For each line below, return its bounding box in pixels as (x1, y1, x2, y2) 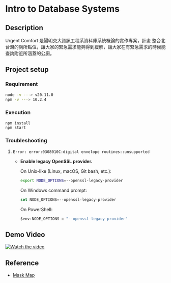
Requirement (5, 81, 38, 88)
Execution (5, 109, 31, 116)
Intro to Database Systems (5, 3, 120, 15)
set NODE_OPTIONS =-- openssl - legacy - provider (20, 197, 117, 202)
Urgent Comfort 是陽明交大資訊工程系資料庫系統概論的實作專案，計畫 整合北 (5, 38, 165, 43)
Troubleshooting (5, 137, 47, 144)
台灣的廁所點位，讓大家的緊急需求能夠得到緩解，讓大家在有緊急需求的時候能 (5, 44, 166, 50)
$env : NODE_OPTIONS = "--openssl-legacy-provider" (20, 216, 128, 221)
